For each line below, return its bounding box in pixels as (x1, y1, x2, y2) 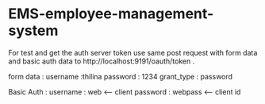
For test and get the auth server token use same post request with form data (8, 48, 258, 57)
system (8, 21, 59, 40)
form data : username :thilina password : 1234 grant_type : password (8, 71, 232, 81)
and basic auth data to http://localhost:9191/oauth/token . (8, 56, 195, 66)
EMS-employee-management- (8, 5, 214, 23)
